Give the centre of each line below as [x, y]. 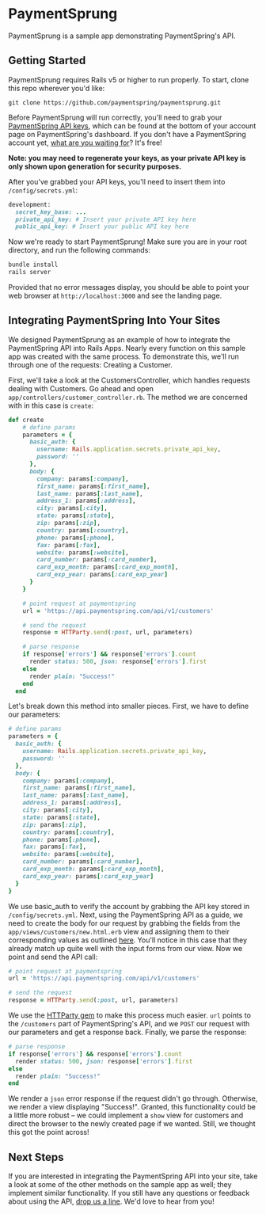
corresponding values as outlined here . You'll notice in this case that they [128, 940]
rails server [30, 272]
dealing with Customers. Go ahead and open [81, 388]
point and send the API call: [53, 957]
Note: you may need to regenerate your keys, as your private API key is [127, 158]
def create [26, 420]
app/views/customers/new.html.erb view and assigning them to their [119, 931]
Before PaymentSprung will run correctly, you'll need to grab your [115, 117]
